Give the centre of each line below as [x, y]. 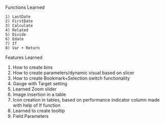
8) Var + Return [22, 48]
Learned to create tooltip [39, 111]
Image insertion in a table [39, 94]
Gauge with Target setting [40, 83]
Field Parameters [31, 116]
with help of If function [37, 105]
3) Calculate [19, 26]
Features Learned [24, 57]
